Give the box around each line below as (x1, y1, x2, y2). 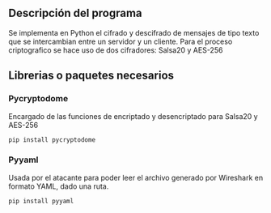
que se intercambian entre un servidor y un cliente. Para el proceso (8, 36, 233, 46)
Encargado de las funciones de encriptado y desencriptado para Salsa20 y (8, 111, 258, 121)
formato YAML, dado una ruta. (8, 181, 109, 191)
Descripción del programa (8, 6, 142, 20)
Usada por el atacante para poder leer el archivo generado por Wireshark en (8, 173, 264, 182)
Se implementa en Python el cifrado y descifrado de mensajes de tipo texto (8, 28, 260, 37)
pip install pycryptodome (8, 135, 95, 144)
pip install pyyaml (8, 197, 74, 205)
